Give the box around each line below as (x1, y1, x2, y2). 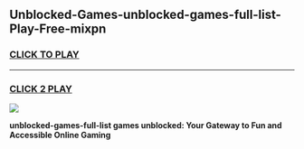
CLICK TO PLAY (9, 49, 80, 61)
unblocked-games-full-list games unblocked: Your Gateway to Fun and (9, 119, 282, 130)
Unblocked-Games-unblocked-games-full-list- (9, 7, 282, 23)
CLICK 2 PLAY (9, 82, 72, 95)
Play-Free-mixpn (9, 22, 107, 37)
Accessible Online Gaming (9, 129, 111, 140)
